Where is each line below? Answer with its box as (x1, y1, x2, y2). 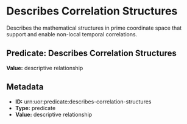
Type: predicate (15, 104, 56, 111)
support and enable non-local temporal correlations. (6, 30, 138, 38)
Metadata (6, 82, 44, 92)
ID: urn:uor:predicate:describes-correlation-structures (15, 98, 152, 105)
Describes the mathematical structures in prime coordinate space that (6, 24, 182, 31)
